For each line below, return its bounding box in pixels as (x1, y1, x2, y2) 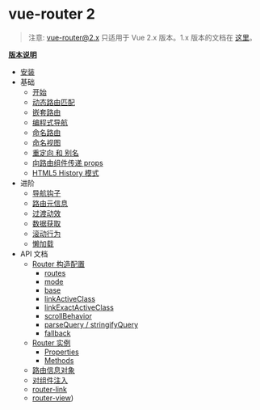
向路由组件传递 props (31, 158, 103, 167)
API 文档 (19, 248, 48, 259)
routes (44, 268, 66, 277)
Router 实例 (31, 337, 71, 348)
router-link (31, 384, 67, 394)
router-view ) (31, 393, 74, 403)
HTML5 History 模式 (31, 167, 99, 178)
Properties (44, 347, 79, 357)
